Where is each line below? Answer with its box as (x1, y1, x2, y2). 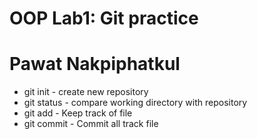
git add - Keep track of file (23, 107, 133, 119)
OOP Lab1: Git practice (9, 7, 199, 30)
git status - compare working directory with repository (23, 97, 248, 109)
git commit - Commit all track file (23, 118, 159, 130)
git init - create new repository (23, 86, 149, 98)
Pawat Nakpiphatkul (9, 53, 181, 76)
